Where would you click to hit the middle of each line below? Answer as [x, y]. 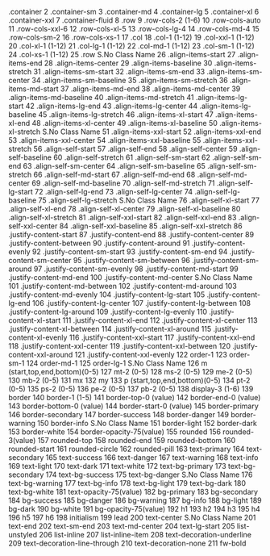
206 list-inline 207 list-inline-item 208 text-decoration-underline [145, 535]
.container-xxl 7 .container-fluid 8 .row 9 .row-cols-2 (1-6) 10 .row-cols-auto [135, 20]
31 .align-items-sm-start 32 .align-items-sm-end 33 [119, 71]
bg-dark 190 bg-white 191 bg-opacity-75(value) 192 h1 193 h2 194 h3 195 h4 [134, 509]
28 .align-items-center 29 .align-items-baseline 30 [128, 63]
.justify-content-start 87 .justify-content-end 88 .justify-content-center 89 [131, 234]
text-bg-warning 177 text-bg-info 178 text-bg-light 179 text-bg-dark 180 [127, 483]
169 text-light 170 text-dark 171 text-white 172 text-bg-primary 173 [118, 466]
